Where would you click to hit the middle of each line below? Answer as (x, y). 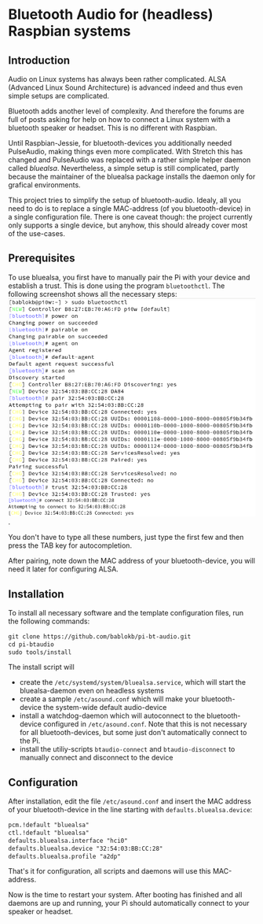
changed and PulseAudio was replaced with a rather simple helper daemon (130, 160)
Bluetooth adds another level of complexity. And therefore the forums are (126, 111)
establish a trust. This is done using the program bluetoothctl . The (117, 286)
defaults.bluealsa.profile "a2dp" (65, 857)
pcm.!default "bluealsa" (49, 825)
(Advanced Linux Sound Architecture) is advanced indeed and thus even (126, 87)
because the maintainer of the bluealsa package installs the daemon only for (132, 176)
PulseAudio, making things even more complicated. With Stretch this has (126, 152)
